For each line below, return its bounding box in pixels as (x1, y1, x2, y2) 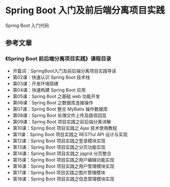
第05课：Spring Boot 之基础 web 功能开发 (12, 93, 100, 99)
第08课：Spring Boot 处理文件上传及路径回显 (12, 112, 107, 118)
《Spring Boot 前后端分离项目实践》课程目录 (5, 55, 112, 63)
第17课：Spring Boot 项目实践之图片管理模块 (12, 169, 106, 175)
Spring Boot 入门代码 (5, 22, 49, 28)
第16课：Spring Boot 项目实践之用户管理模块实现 (12, 163, 115, 169)
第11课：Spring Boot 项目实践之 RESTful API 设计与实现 (12, 131, 128, 137)
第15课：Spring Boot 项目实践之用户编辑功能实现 (12, 157, 115, 163)
